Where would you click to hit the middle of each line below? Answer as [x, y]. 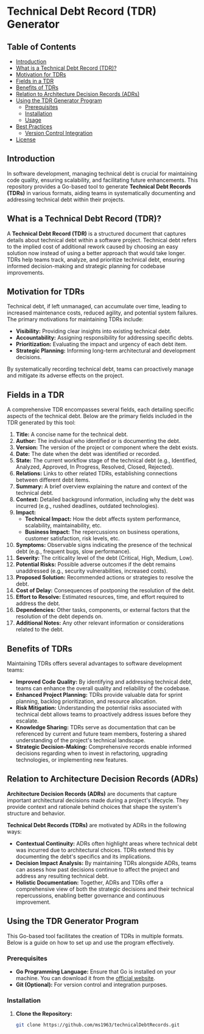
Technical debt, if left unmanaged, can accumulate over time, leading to [97, 307]
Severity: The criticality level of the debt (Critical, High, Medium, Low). [104, 558]
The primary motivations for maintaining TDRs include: [75, 319]
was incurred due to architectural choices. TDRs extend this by [95, 850]
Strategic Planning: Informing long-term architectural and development [106, 351]
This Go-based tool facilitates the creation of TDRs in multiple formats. [96, 936]
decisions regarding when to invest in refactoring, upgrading [92, 753]
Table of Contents [42, 47]
